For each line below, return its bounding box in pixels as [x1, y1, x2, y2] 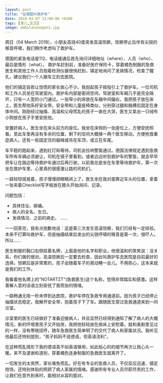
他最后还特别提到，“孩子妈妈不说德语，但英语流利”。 [5, 334, 111, 340]
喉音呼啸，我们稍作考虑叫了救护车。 [5, 45, 78, 51]
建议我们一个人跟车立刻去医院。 [13, 74, 78, 80]
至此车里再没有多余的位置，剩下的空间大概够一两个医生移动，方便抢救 [13, 131, 154, 137]
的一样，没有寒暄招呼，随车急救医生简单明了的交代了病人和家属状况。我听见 [5, 328, 158, 333]
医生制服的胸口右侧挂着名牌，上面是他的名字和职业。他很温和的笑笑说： [5, 248, 149, 254]
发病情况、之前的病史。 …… [12, 215, 68, 221]
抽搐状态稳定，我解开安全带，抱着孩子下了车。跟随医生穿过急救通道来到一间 [5, 299, 158, 305]
